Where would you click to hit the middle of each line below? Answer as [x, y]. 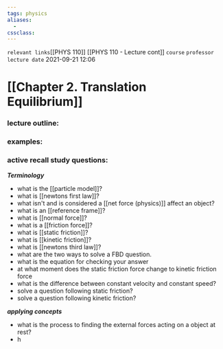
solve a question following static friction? [75, 291]
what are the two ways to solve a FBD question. [84, 254]
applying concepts [35, 311]
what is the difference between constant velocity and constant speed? [116, 283]
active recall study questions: [58, 160]
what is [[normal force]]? [52, 218]
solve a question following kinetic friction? [77, 298]
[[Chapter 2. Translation [77, 87]
